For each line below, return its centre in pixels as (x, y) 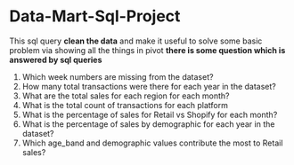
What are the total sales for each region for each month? (126, 96)
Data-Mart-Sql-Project (95, 16)
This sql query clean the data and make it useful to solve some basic (136, 41)
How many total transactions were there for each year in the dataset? (149, 86)
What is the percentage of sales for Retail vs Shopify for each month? (150, 114)
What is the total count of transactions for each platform (125, 105)
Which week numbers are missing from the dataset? (118, 76)
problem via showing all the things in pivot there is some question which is (147, 50)
